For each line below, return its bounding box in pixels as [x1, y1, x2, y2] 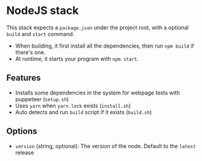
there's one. [15, 48, 46, 55]
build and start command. [6, 30, 74, 37]
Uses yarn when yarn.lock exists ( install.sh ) [15, 102, 131, 109]
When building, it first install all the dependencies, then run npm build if [15, 42, 194, 49]
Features [6, 73, 41, 83]
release [15, 149, 35, 156]
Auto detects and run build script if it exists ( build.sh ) [15, 108, 152, 116]
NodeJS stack [6, 4, 79, 18]
